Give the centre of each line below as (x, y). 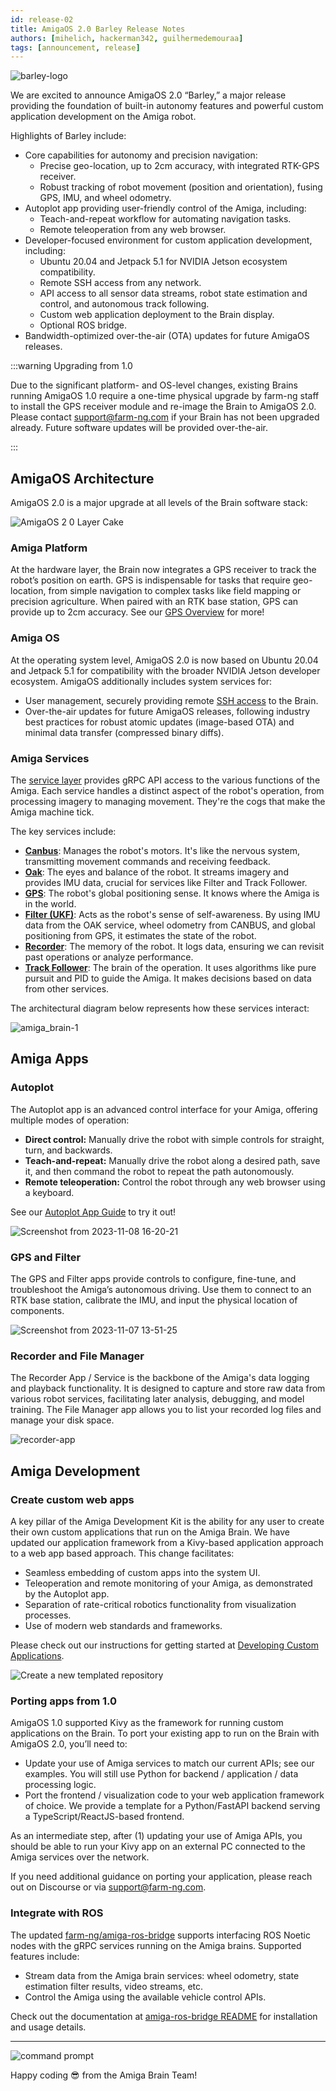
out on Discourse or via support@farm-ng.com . (108, 1887)
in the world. (50, 903)
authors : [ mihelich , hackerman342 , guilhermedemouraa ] (127, 38)
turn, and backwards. (68, 1150)
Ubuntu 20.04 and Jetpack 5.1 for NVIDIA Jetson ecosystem (163, 262)
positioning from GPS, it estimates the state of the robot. (140, 935)
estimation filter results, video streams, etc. (114, 1986)
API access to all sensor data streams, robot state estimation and (173, 293)
